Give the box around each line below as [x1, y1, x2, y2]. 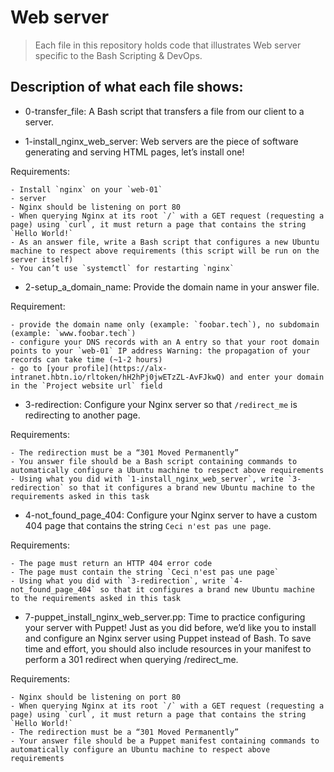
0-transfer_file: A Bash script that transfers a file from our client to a [24, 105, 305, 117]
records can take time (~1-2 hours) [10, 354, 163, 365]
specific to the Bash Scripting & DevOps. [34, 49, 203, 61]
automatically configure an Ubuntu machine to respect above [10, 744, 271, 755]
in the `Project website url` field [10, 381, 163, 391]
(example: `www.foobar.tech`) [10, 328, 137, 338]
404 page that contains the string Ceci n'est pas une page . [24, 519, 272, 531]
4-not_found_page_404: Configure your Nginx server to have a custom [24, 509, 318, 521]
